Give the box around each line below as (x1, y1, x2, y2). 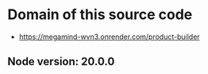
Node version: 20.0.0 (7, 55, 115, 68)
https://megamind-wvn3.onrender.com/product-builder (18, 32, 200, 41)
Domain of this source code (7, 6, 193, 24)
